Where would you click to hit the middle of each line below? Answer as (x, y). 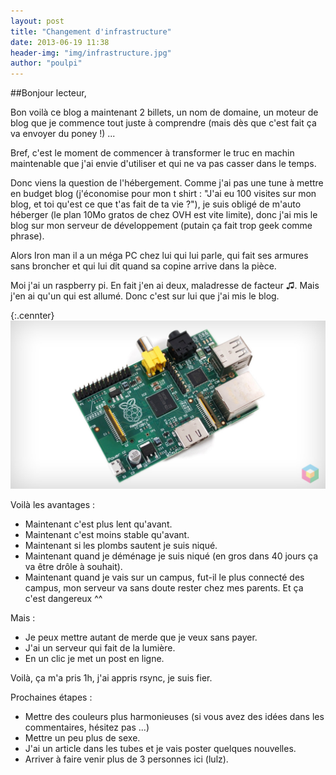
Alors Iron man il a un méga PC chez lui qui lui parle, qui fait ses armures (159, 256)
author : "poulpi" (46, 63)
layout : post (37, 21)
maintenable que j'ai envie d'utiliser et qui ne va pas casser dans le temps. (163, 164)
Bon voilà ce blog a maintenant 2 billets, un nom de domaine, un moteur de (164, 112)
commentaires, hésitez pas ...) (87, 727)
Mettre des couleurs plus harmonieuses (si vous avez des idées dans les (174, 716)
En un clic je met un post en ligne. (94, 658)
